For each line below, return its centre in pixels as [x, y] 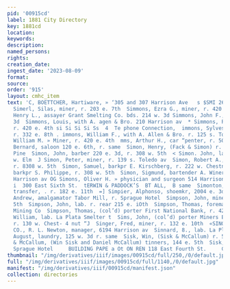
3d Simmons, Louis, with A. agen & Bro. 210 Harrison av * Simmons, [116, 122]
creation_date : [29, 64]
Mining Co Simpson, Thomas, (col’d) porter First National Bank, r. [114, 211]
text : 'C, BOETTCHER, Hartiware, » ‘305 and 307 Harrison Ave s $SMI [111, 103]
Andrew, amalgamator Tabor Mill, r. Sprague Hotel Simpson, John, [112, 198]
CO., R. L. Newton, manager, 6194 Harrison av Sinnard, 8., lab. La [114, 230]
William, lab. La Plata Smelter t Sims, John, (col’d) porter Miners [116, 217]
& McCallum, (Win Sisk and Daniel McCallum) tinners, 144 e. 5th [108, 243]
